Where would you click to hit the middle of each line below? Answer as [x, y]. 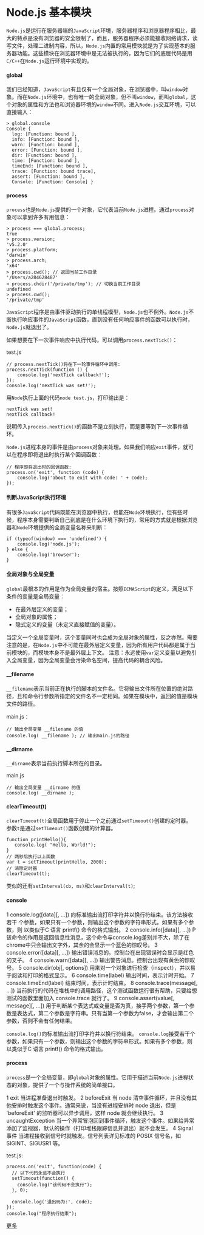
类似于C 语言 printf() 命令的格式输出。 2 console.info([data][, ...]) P [112, 930]
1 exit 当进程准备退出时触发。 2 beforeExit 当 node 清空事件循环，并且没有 [99, 1098]
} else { [17, 549]
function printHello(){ [36, 840]
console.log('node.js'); [49, 544]
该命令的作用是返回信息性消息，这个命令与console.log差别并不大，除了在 [98, 937]
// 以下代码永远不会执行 [39, 1173]
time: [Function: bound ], [46, 161]
